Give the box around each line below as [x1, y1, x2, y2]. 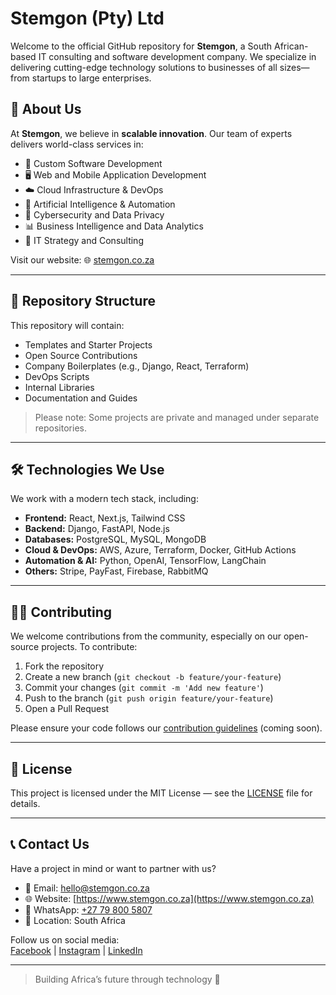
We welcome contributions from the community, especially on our [10, 630, 282, 642]
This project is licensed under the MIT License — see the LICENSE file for [10, 787, 313, 799]
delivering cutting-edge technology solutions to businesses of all [10, 61, 278, 73]
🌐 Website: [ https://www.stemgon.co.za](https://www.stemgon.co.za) [24, 892, 315, 904]
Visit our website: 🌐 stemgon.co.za [10, 253, 155, 266]
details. [10, 798, 41, 809]
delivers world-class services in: [10, 138, 144, 150]
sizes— [279, 61, 310, 73]
